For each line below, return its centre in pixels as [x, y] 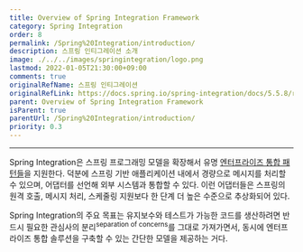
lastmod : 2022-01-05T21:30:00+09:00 [78, 69]
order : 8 [26, 34]
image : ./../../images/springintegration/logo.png [106, 60]
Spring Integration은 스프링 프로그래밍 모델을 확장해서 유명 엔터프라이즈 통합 [145, 162]
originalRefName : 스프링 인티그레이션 [73, 85]
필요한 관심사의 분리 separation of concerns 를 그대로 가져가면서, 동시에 [145, 226]
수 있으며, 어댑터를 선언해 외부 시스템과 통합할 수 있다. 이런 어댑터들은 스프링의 [147, 185]
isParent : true [38, 110]
